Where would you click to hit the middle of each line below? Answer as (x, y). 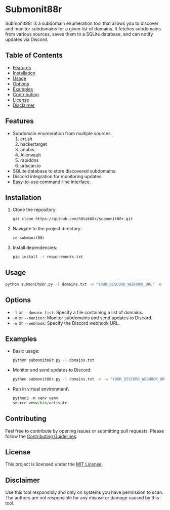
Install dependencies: (35, 248)
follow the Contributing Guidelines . (41, 436)
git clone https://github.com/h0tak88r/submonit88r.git (73, 219)
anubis (27, 149)
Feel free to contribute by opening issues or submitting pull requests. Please (85, 431)
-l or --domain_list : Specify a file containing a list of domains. (78, 312)
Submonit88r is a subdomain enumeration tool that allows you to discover (82, 23)
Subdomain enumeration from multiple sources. (62, 133)
